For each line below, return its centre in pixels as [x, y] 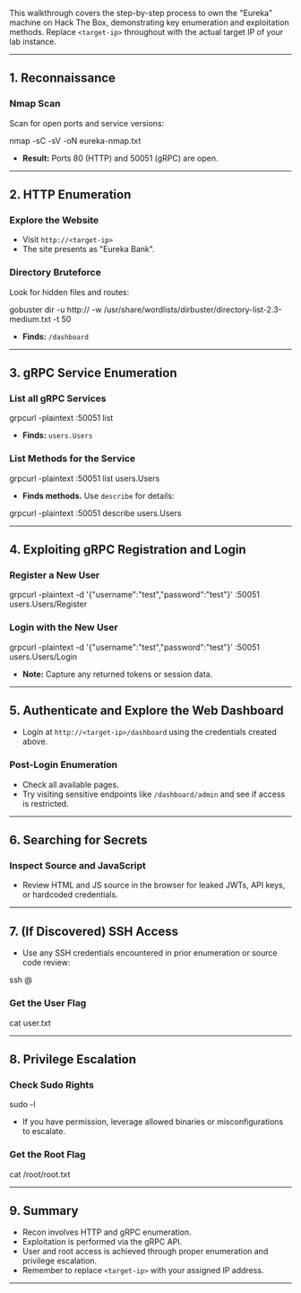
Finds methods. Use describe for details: [98, 495]
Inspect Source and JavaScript [77, 866]
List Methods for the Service [73, 459]
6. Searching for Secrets [78, 840]
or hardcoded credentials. [70, 895]
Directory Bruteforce [55, 273]
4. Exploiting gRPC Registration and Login [128, 550]
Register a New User [55, 575]
